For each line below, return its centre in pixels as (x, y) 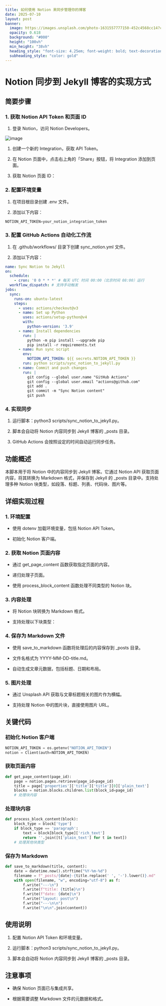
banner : (13, 24)
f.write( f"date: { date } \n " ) (52, 894)
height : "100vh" (26, 42)
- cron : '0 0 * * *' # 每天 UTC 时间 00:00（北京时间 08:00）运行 (79, 281)
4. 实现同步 (18, 409)
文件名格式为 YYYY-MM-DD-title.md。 (51, 658)
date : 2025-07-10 (23, 14)
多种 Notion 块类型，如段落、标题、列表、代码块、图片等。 (69, 484)
